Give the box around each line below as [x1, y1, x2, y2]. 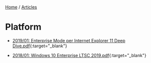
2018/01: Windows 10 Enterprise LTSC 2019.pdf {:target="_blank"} [12, 52, 147, 58]
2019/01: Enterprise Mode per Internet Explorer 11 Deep [12, 37, 126, 43]
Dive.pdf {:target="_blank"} [12, 43, 68, 49]
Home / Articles [5, 4, 37, 10]
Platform [5, 22, 42, 32]
